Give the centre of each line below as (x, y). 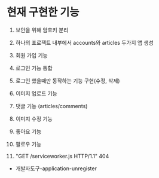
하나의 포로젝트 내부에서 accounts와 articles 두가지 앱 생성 (85, 42)
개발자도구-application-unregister (56, 168)
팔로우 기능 (28, 144)
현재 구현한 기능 (43, 12)
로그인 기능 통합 (34, 68)
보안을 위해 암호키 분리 (42, 30)
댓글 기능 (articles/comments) (51, 106)
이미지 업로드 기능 (36, 93)
